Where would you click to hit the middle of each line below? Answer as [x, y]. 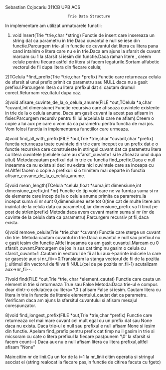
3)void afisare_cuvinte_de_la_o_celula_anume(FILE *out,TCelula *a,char [79, 102]
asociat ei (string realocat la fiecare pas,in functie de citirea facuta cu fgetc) [83, 362]
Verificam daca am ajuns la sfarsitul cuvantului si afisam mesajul [71, 300]
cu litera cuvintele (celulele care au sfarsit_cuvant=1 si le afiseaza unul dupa [83, 155]
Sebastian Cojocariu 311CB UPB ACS [43, 7]
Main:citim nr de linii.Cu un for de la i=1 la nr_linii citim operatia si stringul [80, 357]
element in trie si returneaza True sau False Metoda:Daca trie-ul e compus [82, 284]
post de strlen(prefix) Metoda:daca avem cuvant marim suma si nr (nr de [80, 212]
